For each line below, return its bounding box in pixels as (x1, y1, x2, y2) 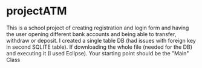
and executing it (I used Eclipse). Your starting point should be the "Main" (6, 49, 189, 57)
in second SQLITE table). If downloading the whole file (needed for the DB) (6, 43, 192, 51)
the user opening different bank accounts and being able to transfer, (6, 30, 177, 37)
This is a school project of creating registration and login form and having (6, 24, 189, 31)
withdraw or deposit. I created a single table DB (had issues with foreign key (6, 37, 197, 44)
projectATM (6, 4, 67, 18)
